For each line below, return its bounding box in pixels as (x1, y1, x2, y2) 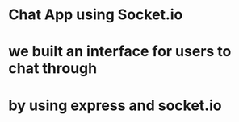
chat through (8, 59, 98, 78)
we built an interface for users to (8, 43, 232, 61)
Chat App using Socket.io (8, 6, 183, 24)
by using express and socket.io (8, 96, 222, 114)
